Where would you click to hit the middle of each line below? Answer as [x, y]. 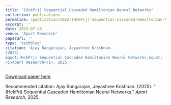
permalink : [17, 19]
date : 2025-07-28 [24, 29]
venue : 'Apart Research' [32, 34]
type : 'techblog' [24, 43]
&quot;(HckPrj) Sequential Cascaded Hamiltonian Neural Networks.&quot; [84, 57]
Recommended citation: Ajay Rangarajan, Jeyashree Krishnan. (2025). [79, 87]
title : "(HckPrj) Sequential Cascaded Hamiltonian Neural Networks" [79, 10]
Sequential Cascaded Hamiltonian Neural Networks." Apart [85, 92]
